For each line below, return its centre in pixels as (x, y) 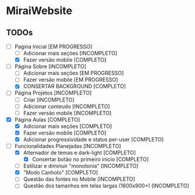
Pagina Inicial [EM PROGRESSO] (53, 46)
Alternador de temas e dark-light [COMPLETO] (80, 153)
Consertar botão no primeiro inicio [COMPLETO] (90, 159)
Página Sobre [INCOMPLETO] (50, 66)
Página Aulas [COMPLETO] (47, 119)
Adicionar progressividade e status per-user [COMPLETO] (93, 139)
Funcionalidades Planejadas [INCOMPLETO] (68, 146)
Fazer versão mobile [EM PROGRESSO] (71, 80)
